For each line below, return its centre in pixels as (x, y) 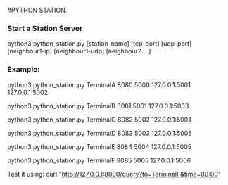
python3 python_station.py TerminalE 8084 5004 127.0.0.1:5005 (100, 146)
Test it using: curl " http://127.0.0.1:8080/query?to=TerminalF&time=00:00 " (114, 174)
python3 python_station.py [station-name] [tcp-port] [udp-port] (100, 44)
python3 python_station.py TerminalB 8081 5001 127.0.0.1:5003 (98, 106)
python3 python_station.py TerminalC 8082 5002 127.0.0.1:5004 (100, 120)
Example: (24, 70)
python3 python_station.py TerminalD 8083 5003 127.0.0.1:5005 (100, 133)
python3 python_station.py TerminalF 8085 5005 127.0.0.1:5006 (99, 160)
